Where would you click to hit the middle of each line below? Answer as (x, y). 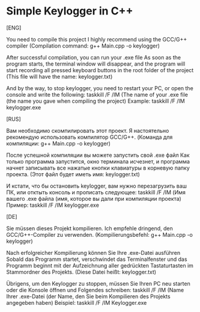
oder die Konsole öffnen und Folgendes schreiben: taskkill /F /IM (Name (95, 290)
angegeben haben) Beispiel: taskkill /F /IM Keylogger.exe (77, 302)
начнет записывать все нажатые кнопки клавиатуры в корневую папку (98, 168)
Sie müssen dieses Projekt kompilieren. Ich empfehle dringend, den (89, 228)
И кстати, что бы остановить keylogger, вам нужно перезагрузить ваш (97, 186)
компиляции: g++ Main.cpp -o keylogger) (59, 143)
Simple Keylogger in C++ (70, 11)
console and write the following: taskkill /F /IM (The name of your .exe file (97, 94)
